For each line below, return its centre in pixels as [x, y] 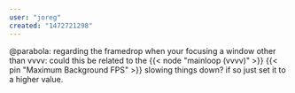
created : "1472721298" [51, 26]
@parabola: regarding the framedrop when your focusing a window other [143, 50]
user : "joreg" [35, 17]
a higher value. [36, 79]
